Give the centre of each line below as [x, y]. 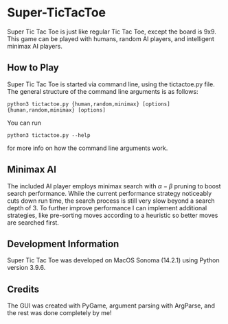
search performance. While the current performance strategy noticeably [110, 193]
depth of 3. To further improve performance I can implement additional [107, 208]
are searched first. [33, 222]
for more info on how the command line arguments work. [88, 148]
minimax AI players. [35, 46]
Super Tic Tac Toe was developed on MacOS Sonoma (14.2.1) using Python [113, 260]
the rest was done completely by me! [59, 313]
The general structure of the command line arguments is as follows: [103, 91]
